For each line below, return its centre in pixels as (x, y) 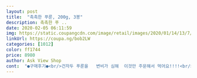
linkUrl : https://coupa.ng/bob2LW (48, 39)
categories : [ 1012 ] (30, 45)
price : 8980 (21, 55)
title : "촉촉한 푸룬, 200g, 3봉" (45, 17)
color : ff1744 (23, 50)
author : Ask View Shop (34, 60)
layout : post (22, 11)
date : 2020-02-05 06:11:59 (39, 28)
